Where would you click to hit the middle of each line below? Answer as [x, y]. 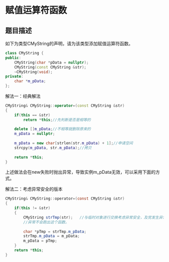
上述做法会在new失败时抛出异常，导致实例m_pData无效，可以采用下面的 [80, 172]
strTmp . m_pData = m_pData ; [52, 236]
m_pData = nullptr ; [35, 134]
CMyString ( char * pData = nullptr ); [52, 62]
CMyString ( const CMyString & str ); [50, 67]
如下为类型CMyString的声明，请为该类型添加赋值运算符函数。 [69, 44]
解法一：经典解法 [23, 96]
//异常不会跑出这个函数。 [46, 222]
